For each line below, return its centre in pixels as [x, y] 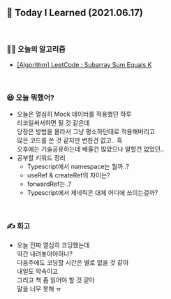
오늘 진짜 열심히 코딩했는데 [53, 245]
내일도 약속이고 [37, 271]
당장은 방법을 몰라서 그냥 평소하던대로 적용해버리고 [85, 132]
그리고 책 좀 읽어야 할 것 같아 [55, 279]
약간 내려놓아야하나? [44, 254]
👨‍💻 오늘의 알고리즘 [36, 49]
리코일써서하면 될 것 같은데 [53, 123]
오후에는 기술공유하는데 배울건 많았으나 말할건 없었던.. [90, 149]
